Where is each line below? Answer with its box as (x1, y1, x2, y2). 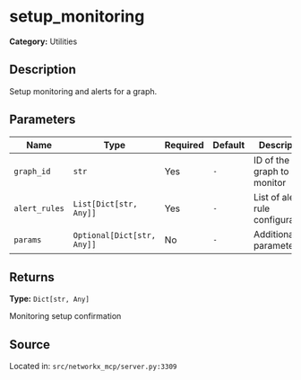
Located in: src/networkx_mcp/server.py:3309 (9, 361, 177, 372)
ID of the (254, 154, 290, 166)
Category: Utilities (9, 36, 78, 47)
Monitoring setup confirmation (9, 311, 122, 322)
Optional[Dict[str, (73, 230, 157, 240)
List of (254, 190, 280, 203)
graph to (254, 164, 289, 177)
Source (9, 337, 51, 352)
